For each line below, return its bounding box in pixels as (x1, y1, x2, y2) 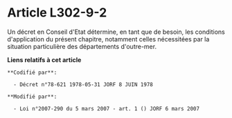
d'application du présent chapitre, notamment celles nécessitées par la (7, 35, 210, 43)
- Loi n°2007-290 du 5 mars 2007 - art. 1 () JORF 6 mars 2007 (13, 105, 199, 112)
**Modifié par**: (7, 93, 57, 100)
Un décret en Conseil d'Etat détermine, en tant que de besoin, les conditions (7, 28, 225, 36)
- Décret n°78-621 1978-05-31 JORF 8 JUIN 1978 (13, 81, 154, 88)
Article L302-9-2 (7, 5, 107, 21)
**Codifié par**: (7, 69, 57, 76)
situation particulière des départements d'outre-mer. (7, 42, 157, 50)
